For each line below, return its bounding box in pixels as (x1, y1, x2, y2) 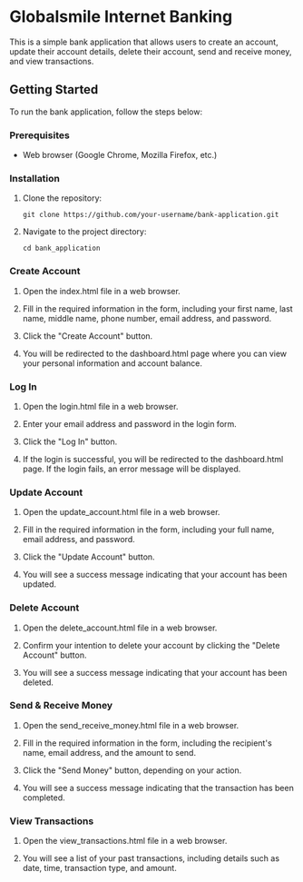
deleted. (22, 677, 54, 688)
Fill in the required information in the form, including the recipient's (22, 738, 272, 748)
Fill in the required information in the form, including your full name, (22, 524, 275, 535)
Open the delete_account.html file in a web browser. (22, 622, 218, 633)
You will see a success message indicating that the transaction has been (22, 782, 295, 793)
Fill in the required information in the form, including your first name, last (22, 302, 293, 314)
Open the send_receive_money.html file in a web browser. (22, 719, 239, 730)
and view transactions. (9, 55, 94, 66)
